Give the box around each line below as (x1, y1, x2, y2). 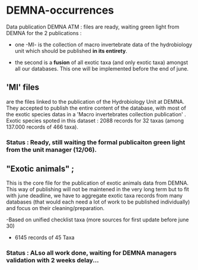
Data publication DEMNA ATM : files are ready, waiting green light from (6, 23, 180, 30)
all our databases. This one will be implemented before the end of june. (14, 65, 189, 72)
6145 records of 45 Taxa (14, 234, 75, 241)
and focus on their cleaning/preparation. (6, 205, 105, 212)
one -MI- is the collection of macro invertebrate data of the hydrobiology (14, 41, 193, 48)
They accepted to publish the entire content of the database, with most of (6, 104, 187, 112)
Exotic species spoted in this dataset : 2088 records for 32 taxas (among (6, 117, 184, 124)
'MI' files (6, 82, 40, 93)
